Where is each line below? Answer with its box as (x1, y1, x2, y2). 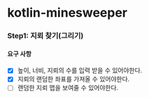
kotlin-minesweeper (7, 5, 128, 21)
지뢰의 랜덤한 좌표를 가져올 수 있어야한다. (17, 75, 130, 83)
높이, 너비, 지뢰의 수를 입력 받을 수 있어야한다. (17, 66, 143, 74)
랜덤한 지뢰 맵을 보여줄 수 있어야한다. (17, 83, 119, 92)
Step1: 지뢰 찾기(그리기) (7, 31, 84, 41)
